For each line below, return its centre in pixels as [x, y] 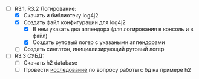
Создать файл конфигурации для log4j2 [75, 22]
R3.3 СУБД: [29, 56]
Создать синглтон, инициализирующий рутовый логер [94, 49]
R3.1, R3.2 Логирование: [45, 9]
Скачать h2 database [51, 63]
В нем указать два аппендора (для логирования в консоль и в [113, 29]
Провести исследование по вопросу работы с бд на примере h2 [107, 69]
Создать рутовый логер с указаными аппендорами [99, 42]
